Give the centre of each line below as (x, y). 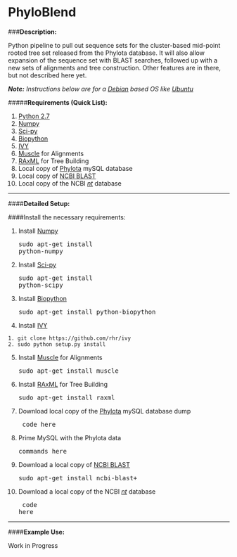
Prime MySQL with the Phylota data (70, 437)
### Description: (32, 32)
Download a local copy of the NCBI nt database (87, 491)
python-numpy (40, 251)
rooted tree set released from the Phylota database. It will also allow (106, 53)
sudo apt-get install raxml (66, 397)
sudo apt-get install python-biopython (87, 312)
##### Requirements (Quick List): (58, 102)
